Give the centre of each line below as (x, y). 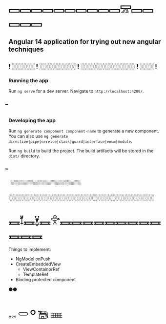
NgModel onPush (33, 259)
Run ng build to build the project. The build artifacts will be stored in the (81, 151)
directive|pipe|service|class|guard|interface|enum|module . (70, 141)
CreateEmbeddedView (38, 264)
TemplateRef (36, 274)
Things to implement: (30, 249)
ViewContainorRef (41, 269)
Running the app (29, 80)
